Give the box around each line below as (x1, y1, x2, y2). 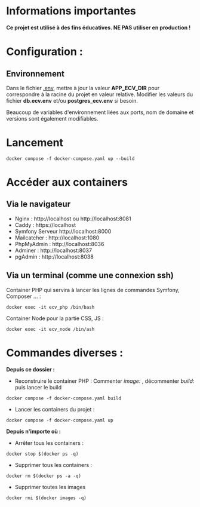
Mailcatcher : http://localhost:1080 (14, 234, 100, 241)
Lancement (6, 136, 64, 150)
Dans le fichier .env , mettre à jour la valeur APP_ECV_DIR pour (6, 84, 160, 91)
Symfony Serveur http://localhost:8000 (14, 228, 112, 235)
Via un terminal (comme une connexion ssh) (6, 271, 174, 281)
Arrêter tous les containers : (14, 439, 84, 446)
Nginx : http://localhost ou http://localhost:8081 (14, 215, 131, 222)
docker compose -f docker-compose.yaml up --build (6, 155, 135, 162)
